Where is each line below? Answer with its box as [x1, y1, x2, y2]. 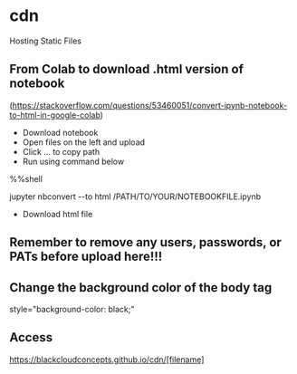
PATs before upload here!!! [9, 249, 163, 264]
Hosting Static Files [9, 35, 81, 46]
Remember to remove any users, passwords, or [9, 235, 283, 250]
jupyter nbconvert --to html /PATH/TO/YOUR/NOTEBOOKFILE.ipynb [9, 191, 262, 202]
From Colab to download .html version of [9, 62, 244, 77]
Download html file [22, 208, 93, 219]
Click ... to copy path [22, 146, 101, 157]
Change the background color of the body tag [9, 280, 273, 295]
